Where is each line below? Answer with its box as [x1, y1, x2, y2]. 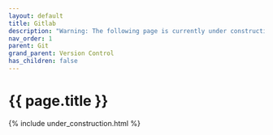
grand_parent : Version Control [8, 49, 115, 57]
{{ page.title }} [8, 92, 109, 110]
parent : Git [8, 42, 49, 50]
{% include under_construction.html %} [8, 118, 141, 128]
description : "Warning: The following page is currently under [8, 27, 227, 35]
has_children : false [8, 57, 79, 65]
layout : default [8, 11, 63, 20]
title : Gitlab [8, 19, 57, 27]
